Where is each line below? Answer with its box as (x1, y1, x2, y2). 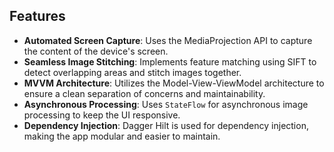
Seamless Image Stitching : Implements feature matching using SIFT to (23, 55, 317, 68)
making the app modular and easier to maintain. (23, 130, 221, 142)
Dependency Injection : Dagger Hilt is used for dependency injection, (23, 119, 309, 131)
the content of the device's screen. (23, 45, 169, 57)
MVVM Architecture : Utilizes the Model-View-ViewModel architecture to (23, 77, 325, 89)
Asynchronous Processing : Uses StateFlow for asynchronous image (23, 98, 309, 110)
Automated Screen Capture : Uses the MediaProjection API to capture (23, 34, 313, 46)
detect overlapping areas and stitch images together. (23, 66, 242, 78)
